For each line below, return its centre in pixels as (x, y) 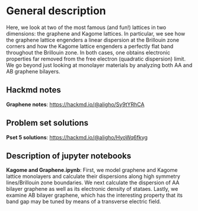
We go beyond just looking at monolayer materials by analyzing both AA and (99, 65)
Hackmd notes (33, 90)
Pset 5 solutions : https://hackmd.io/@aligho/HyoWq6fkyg (77, 137)
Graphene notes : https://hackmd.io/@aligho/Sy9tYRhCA (75, 104)
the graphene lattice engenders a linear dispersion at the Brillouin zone (93, 40)
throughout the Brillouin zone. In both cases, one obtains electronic (88, 52)
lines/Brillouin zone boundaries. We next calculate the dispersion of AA (93, 183)
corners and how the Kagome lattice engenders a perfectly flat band (90, 46)
